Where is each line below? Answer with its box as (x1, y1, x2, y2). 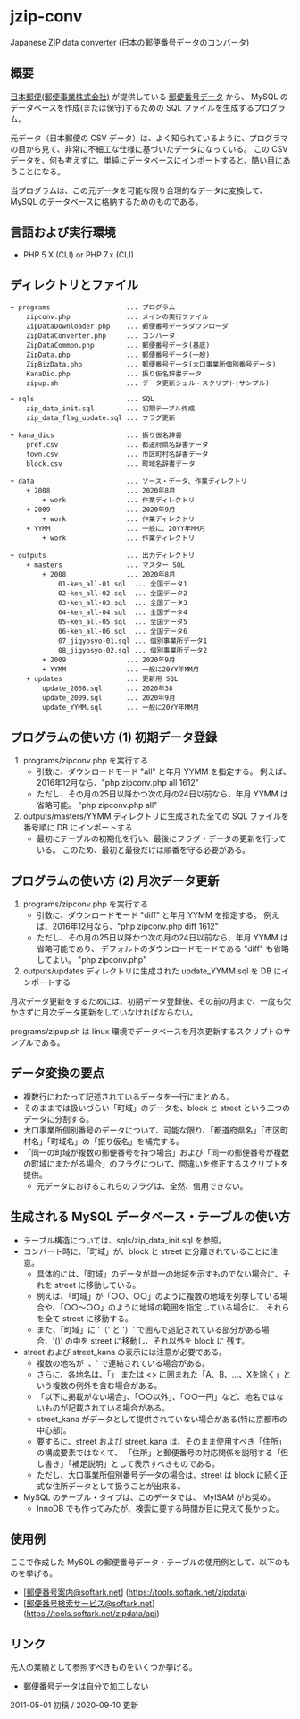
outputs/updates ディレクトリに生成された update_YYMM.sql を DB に (22, 965, 282, 976)
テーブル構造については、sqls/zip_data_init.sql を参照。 (22, 1234, 227, 1245)
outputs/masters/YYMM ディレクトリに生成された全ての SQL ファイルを (22, 811, 289, 822)
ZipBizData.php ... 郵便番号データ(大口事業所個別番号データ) (26, 360, 277, 369)
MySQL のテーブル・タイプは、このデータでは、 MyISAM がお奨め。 (22, 1491, 276, 1503)
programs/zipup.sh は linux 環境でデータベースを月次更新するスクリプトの (10, 1026, 284, 1036)
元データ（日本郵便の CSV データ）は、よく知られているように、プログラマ (10, 132, 288, 143)
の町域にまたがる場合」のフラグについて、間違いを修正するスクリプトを (22, 1158, 289, 1168)
